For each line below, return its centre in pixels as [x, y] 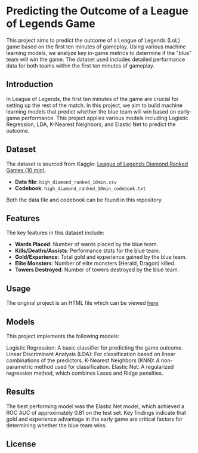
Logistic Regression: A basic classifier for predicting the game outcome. [95, 348]
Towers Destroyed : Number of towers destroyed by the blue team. [97, 270]
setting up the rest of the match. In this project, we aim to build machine [95, 105]
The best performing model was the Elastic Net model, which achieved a [95, 406]
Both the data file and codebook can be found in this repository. [84, 200]
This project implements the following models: [63, 336]
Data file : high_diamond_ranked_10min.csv [66, 182]
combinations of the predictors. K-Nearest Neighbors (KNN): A [83, 360]
